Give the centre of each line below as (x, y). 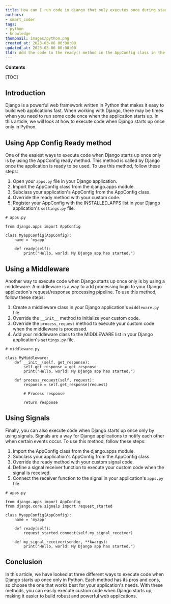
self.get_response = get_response (60, 367)
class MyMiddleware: (27, 358)
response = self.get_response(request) (66, 385)
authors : (15, 15)
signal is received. (32, 473)
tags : (11, 24)
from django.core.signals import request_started (59, 506)
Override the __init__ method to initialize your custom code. (76, 318)
